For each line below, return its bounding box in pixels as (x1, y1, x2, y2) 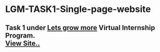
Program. (5, 31, 35, 39)
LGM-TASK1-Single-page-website (5, 3, 151, 15)
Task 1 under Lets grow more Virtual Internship (5, 23, 155, 32)
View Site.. (5, 39, 40, 47)
